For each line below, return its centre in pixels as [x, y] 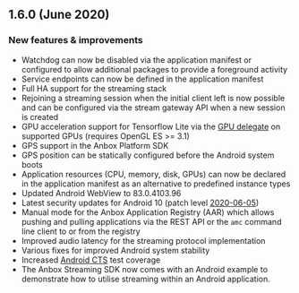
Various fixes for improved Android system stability [115, 250]
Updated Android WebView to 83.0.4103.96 [101, 193]
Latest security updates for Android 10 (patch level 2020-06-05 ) [140, 203]
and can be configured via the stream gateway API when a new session [153, 108]
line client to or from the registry [81, 231]
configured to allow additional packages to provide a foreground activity [154, 69]
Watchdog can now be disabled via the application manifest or [137, 60]
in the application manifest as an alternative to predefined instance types [156, 184]
